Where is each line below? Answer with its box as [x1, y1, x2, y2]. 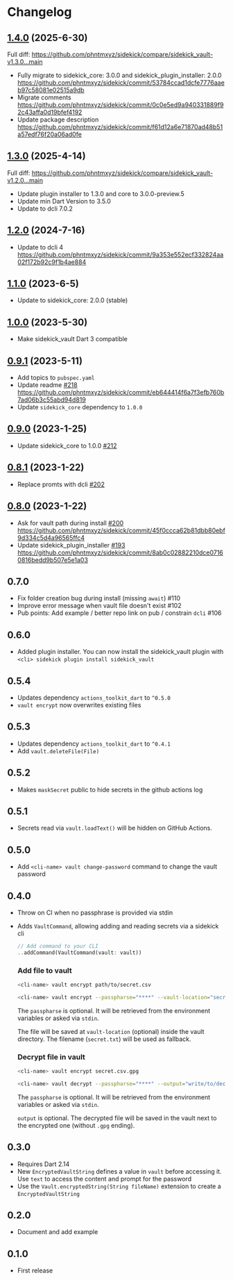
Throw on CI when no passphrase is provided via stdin [17, 908, 173, 917]
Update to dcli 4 [17, 243, 64, 251]
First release [17, 1266, 53, 1275]
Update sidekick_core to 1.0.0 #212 [17, 441, 117, 450]
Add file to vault [17, 965, 73, 975]
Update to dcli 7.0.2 [17, 204, 73, 213]
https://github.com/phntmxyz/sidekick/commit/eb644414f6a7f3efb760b [17, 388, 225, 397]
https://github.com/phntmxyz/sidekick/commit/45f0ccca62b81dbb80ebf [17, 526, 225, 534]
